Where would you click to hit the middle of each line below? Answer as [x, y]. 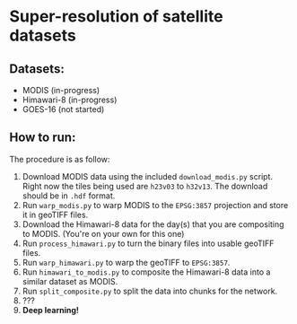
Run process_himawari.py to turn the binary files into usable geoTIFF [148, 243]
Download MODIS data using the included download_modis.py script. [148, 176]
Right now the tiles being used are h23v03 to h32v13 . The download [145, 186]
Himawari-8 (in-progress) [70, 100]
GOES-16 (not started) [63, 109]
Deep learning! [50, 310]
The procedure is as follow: [60, 159]
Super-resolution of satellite [116, 17]
